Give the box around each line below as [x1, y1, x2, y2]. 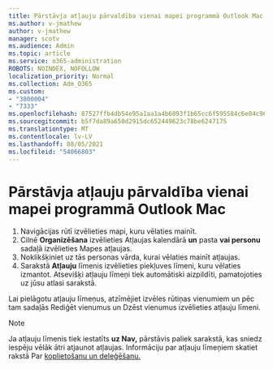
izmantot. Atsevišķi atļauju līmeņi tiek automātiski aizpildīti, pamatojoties [19, 269, 262, 280]
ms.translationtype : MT [8, 125, 89, 133]
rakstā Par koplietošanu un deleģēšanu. [8, 351, 141, 361]
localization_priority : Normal [8, 72, 115, 80]
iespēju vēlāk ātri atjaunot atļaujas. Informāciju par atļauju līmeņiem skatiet [8, 342, 258, 353]
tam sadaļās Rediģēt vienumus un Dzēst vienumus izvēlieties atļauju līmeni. [8, 302, 262, 312]
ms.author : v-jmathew [8, 19, 82, 28]
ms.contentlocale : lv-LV [8, 132, 93, 140]
